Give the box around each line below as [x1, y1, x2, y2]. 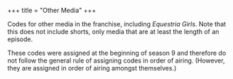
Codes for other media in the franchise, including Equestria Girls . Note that [7, 20, 226, 28]
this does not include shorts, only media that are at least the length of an [7, 28, 220, 36]
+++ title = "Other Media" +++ [7, 6, 97, 14]
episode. [7, 35, 33, 43]
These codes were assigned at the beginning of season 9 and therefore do [7, 49, 227, 57]
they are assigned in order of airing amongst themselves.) [7, 64, 177, 72]
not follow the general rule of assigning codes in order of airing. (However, [7, 56, 225, 65]
